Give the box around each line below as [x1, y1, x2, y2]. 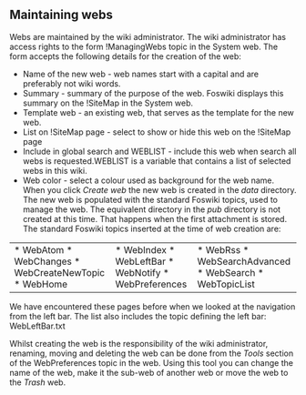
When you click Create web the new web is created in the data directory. [22, 184, 297, 195]
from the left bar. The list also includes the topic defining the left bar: [9, 310, 267, 321]
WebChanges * [14, 255, 80, 268]
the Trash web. [9, 377, 66, 388]
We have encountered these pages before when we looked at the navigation [9, 300, 296, 312]
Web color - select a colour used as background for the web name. [22, 175, 275, 186]
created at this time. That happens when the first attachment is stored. [22, 213, 288, 224]
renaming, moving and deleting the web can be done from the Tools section [9, 348, 294, 359]
